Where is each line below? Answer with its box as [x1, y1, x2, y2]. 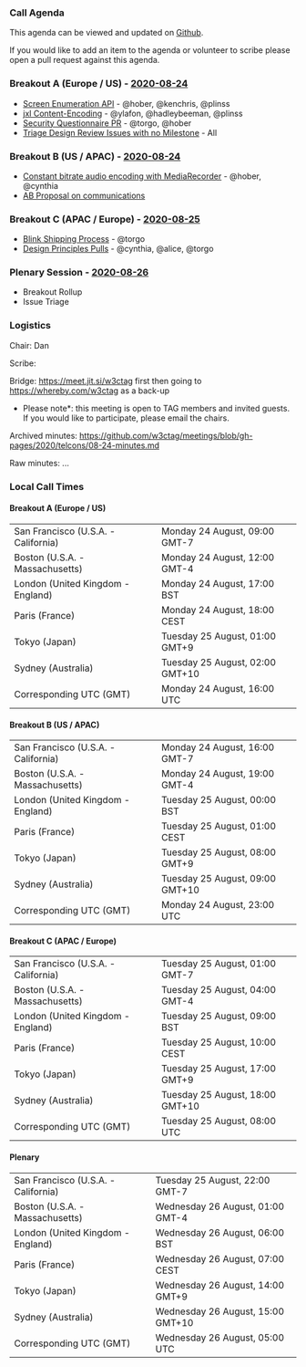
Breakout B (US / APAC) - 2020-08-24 [9, 150, 181, 162]
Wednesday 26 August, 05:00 [155, 1330, 285, 1343]
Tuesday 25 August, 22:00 [155, 1174, 270, 1186]
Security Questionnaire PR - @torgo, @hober [22, 117, 192, 129]
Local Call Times [9, 480, 85, 493]
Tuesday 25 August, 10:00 [160, 1036, 276, 1049]
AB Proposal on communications [22, 190, 146, 201]
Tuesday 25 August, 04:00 [160, 984, 276, 997]
